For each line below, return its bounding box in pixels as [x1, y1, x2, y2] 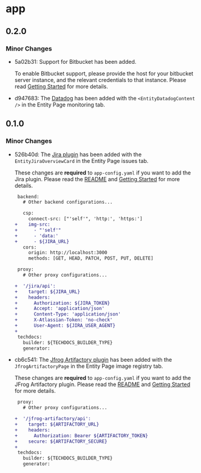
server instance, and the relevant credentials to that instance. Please [14, 76, 186, 83]
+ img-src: [14, 221, 50, 228]
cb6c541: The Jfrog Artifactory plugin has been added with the [14, 356, 172, 364]
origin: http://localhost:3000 [28, 250, 107, 256]
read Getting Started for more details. [14, 83, 109, 90]
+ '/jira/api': [14, 283, 56, 289]
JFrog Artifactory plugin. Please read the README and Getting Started [14, 381, 191, 388]
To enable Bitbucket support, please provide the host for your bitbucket [14, 69, 194, 77]
